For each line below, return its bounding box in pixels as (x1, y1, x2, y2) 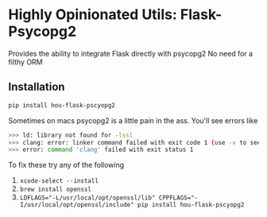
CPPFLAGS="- (158, 194, 199, 202)
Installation (8, 80, 65, 94)
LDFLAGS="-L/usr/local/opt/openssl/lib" (19, 194, 156, 202)
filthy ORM (8, 57, 43, 67)
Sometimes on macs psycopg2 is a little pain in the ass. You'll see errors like (8, 115, 258, 125)
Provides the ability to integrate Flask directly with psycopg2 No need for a (8, 48, 253, 58)
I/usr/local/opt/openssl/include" (19, 201, 134, 209)
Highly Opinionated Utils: (8, 6, 177, 24)
